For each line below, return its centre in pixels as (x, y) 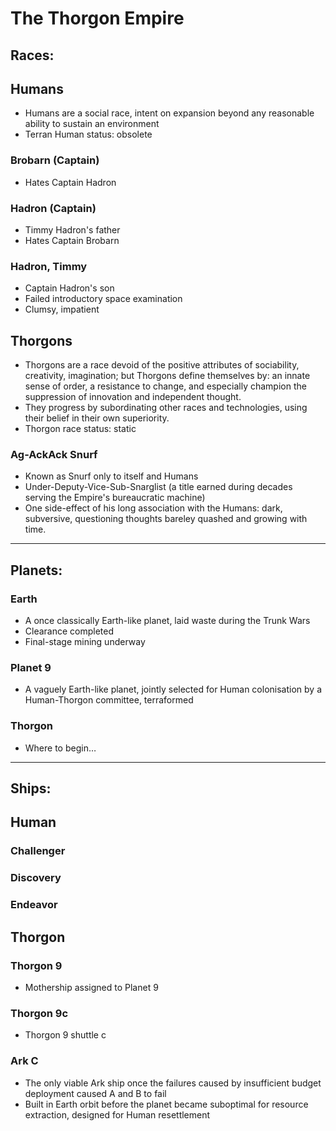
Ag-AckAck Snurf (54, 455)
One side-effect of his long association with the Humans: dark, (153, 508)
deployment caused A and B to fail (95, 1093)
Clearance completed (69, 631)
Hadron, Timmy (49, 266)
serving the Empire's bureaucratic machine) (115, 498)
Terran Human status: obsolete (88, 134)
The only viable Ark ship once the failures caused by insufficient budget (173, 1083)
